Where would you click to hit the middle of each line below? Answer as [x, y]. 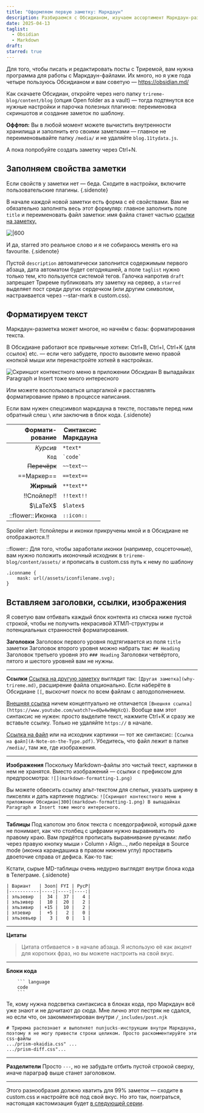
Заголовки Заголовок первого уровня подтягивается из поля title [93, 642]
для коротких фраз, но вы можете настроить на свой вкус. [97, 953]
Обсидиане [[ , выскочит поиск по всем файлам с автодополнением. [96, 692]
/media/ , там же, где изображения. [51, 748]
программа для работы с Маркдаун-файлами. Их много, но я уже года [99, 75]
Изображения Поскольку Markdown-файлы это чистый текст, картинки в [102, 765]
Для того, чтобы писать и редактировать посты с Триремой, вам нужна [100, 69]
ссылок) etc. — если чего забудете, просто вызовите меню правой [93, 354]
